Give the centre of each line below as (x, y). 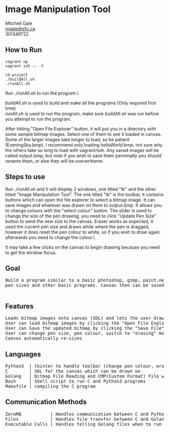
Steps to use (25, 177)
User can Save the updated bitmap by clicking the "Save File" (85, 328)
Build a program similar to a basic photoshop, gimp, (73, 280)
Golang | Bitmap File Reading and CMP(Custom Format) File (82, 376)
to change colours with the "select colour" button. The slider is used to (78, 210)
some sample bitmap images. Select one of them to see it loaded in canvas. (83, 134)
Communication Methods (46, 402)
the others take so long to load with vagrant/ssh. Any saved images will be (82, 150)
